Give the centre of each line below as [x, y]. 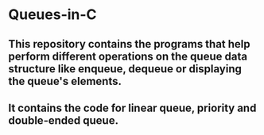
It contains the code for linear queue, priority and [132, 108]
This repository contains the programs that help [129, 44]
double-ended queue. [64, 120]
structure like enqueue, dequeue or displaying [125, 69]
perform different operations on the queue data [128, 56]
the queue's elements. [65, 81]
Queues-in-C [52, 15]
